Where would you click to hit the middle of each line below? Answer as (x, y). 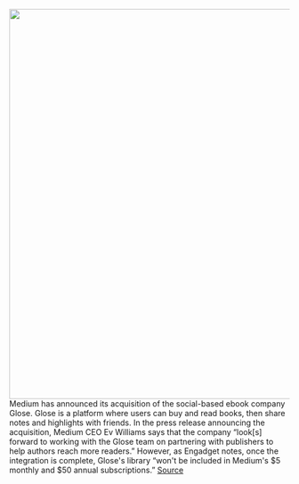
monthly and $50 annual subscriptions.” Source (97, 470)
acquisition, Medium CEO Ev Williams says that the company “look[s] (136, 432)
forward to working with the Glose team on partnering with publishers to (141, 442)
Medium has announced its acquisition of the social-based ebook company (147, 404)
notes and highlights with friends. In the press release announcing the (137, 422)
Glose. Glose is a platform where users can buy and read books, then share (147, 413)
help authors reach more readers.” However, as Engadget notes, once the (144, 451)
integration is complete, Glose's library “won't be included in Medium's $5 (145, 460)
